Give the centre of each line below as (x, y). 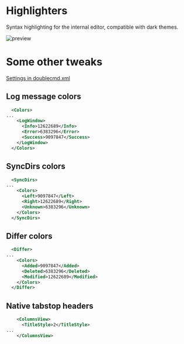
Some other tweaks (54, 62)
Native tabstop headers (50, 306)
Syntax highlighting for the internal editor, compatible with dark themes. (92, 27)
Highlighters (37, 11)
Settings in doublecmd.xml (38, 78)
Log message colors (44, 97)
